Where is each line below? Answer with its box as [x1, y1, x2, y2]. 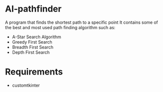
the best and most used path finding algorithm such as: [5, 24, 115, 30]
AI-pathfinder [5, 3, 62, 15]
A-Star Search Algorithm [12, 34, 62, 40]
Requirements [5, 66, 63, 77]
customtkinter [12, 82, 40, 88]
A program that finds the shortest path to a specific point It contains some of [5, 19, 158, 25]
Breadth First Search [12, 44, 54, 50]
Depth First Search [12, 49, 50, 55]
